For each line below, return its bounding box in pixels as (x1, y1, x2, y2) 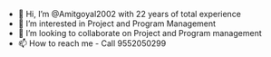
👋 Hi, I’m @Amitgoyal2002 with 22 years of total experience (17, 9, 242, 19)
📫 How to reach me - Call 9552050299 (17, 38, 167, 49)
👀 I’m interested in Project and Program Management (17, 18, 216, 29)
